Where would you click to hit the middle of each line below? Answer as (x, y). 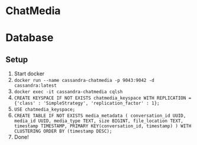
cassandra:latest (35, 86)
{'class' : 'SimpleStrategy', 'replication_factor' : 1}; (87, 103)
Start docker (29, 74)
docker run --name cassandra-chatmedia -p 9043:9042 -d (84, 81)
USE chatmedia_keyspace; (45, 110)
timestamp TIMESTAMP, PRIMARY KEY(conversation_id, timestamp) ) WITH (103, 126)
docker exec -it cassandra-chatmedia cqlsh (68, 92)
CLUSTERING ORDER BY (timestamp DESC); (63, 131)
